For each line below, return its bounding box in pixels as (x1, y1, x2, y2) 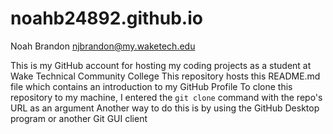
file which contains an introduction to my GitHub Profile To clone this (10, 80, 293, 92)
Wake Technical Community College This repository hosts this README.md (10, 70, 321, 82)
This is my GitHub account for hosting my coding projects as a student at (10, 59, 312, 71)
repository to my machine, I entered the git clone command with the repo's (10, 91, 323, 103)
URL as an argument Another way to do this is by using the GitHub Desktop (10, 102, 320, 114)
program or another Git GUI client (10, 112, 148, 124)
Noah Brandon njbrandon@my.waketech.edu (10, 40, 196, 52)
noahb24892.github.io (10, 7, 203, 30)
